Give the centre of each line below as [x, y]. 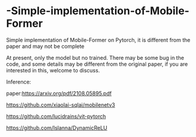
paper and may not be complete [45, 46]
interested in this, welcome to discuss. [53, 70]
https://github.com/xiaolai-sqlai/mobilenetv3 [61, 104]
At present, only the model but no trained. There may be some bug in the [95, 58]
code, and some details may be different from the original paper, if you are [97, 64]
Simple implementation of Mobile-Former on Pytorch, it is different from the [98, 40]
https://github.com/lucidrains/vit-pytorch [56, 116]
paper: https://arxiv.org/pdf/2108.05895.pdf [59, 93]
